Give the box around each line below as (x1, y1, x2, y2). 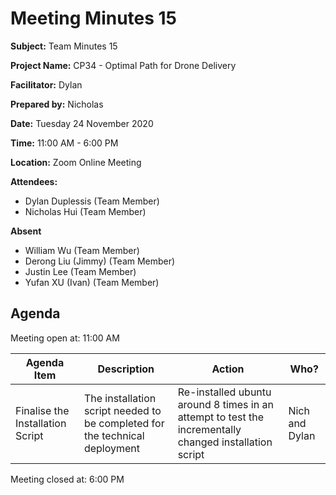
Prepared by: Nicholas (10, 98, 104, 110)
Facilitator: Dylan (10, 78, 83, 91)
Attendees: (10, 175, 58, 187)
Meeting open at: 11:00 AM (10, 332, 120, 344)
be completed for (83, 416, 165, 430)
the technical (83, 428, 145, 442)
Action (211, 362, 245, 376)
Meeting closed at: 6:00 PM (10, 473, 125, 485)
